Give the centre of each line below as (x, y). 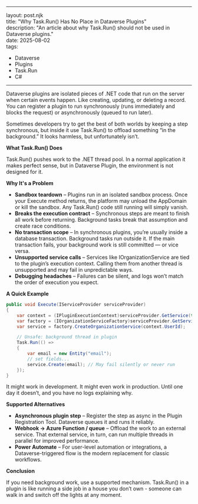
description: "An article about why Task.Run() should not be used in (88, 28)
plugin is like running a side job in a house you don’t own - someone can (94, 489)
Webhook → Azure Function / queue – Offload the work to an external (100, 429)
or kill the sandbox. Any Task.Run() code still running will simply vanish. (101, 207)
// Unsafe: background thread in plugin (67, 337)
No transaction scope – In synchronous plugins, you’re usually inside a (101, 232)
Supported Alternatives (36, 404)
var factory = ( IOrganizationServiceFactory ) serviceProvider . (95, 321)
